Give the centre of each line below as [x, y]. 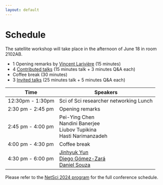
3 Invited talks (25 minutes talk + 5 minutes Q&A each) [69, 80]
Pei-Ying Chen [77, 117]
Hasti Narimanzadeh [83, 136]
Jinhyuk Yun [74, 152]
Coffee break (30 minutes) [40, 74]
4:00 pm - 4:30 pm [31, 144]
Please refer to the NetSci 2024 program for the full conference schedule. [82, 177]
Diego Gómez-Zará [82, 158]
